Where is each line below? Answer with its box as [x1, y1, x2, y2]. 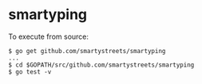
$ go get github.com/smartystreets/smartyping [8, 47, 166, 55]
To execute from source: [8, 32, 89, 41]
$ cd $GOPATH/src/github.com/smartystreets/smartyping [8, 61, 195, 69]
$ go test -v [8, 67, 52, 76]
